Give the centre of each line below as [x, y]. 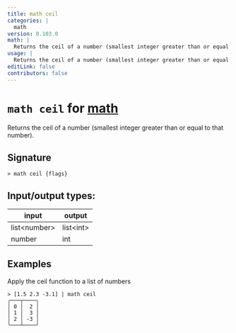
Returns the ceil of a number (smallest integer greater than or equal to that [116, 128]
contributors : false [38, 73]
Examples [29, 264]
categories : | [28, 21]
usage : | [20, 54]
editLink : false [31, 67]
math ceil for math [63, 108]
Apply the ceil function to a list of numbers [69, 281]
